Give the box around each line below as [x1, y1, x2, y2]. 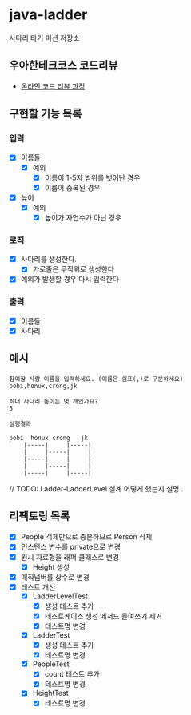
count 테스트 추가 [44, 669, 101, 679]
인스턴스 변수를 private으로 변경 [20, 542, 121, 552]
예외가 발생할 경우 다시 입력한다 [20, 274, 119, 284]
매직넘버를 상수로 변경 [20, 572, 90, 582]
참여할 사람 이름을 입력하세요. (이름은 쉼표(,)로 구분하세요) [9, 375, 184, 383]
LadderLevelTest [32, 591, 89, 601]
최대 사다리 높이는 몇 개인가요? [9, 397, 99, 405]
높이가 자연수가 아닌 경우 [44, 213, 122, 222]
